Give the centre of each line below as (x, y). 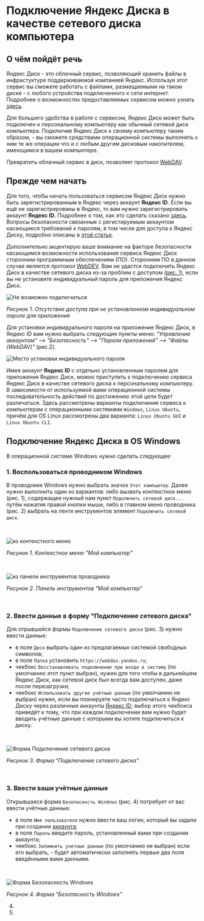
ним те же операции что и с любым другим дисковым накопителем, (96, 144)
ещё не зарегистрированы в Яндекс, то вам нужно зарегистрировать (97, 208)
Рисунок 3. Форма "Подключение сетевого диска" (72, 761)
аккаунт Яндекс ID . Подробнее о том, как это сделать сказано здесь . (97, 215)
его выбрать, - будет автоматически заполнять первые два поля (100, 852)
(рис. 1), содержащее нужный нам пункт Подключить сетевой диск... (95, 498)
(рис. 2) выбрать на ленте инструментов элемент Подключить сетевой (96, 511)
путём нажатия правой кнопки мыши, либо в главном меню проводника (101, 504)
